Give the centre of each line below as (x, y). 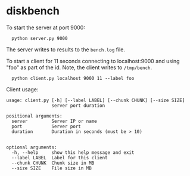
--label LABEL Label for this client (60, 158)
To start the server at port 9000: (46, 27)
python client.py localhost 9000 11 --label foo (73, 78)
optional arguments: (32, 147)
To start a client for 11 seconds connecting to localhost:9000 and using (93, 61)
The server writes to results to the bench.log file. (66, 50)
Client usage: (22, 89)
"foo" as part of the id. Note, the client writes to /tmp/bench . (79, 67)
